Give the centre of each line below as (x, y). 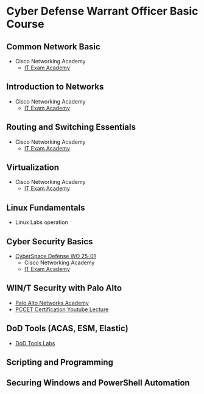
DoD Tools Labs (35, 343)
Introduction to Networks (55, 87)
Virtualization (33, 168)
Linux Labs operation (41, 222)
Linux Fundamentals (46, 207)
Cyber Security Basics (50, 241)
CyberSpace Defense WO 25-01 (55, 256)
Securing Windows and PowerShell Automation (98, 383)
